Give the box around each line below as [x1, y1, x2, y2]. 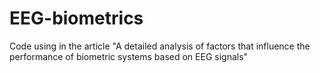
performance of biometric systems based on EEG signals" [9, 50, 249, 62]
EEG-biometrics [9, 7, 144, 30]
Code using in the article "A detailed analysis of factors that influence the [9, 40, 311, 52]
